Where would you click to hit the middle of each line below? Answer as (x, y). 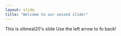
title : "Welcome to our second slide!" (47, 14)
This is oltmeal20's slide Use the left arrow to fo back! (61, 28)
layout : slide (20, 10)
